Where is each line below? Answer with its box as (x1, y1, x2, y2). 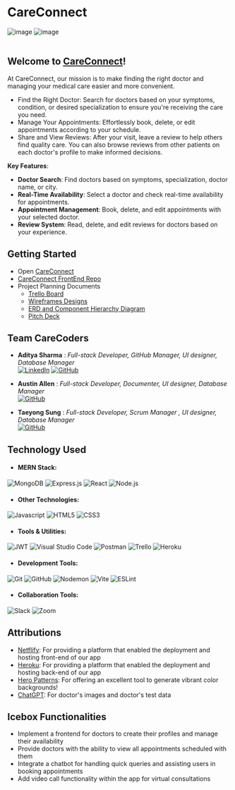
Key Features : (7, 162, 49, 170)
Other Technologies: (17, 495, 80, 504)
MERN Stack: (17, 463, 58, 472)
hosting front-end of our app (17, 653, 101, 662)
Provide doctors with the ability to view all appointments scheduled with (17, 745, 227, 753)
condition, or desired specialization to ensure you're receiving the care (17, 103, 224, 111)
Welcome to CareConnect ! (7, 56, 126, 68)
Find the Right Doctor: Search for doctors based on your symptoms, (17, 95, 215, 104)
